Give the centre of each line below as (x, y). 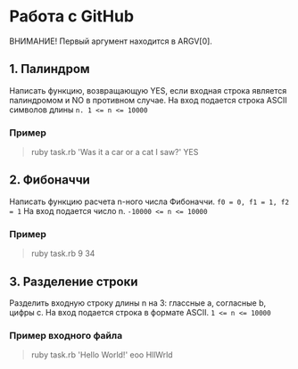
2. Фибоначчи (50, 180)
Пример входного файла (66, 335)
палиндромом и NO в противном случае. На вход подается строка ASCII (148, 100)
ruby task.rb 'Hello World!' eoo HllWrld (102, 355)
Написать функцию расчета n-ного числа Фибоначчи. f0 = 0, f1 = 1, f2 (149, 201)
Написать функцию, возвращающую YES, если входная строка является (148, 90)
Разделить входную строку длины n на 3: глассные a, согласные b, (138, 303)
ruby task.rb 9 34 (63, 254)
